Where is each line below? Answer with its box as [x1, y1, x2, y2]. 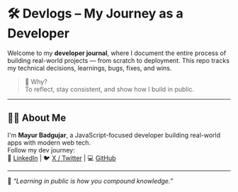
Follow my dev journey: [7, 145, 76, 154]
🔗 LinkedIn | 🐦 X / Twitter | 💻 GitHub [7, 153, 116, 162]
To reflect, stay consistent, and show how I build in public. [24, 85, 195, 93]
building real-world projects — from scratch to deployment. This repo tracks [7, 56, 230, 64]
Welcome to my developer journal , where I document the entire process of [7, 49, 227, 57]
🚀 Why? [24, 77, 47, 85]
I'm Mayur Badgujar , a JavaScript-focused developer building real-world [7, 131, 221, 139]
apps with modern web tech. [7, 138, 91, 147]
